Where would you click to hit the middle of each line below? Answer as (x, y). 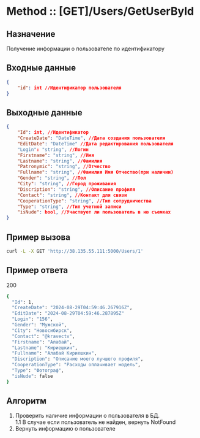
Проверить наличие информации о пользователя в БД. (87, 416)
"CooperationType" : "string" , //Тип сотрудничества (84, 201)
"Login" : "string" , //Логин (53, 149)
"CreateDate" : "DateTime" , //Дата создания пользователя (91, 138)
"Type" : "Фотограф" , (38, 371)
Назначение (31, 34)
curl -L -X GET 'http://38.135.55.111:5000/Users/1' (75, 251)
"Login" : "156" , (32, 319)
